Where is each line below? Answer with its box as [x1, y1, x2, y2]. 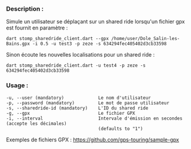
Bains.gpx [6, 41, 31, 47]
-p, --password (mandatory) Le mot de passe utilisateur [6, 100, 169, 106]
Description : [6, 5, 44, 13]
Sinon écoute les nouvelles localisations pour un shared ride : [6, 51, 155, 58]
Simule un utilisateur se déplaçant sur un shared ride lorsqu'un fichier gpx [6, 18, 185, 25]
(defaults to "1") [98, 125, 143, 131]
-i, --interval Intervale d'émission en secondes [6, 115, 183, 121]
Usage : [6, 81, 29, 90]
